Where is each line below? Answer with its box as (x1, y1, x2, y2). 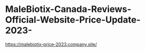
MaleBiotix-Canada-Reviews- (5, 3, 131, 15)
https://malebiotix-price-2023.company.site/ (5, 41, 97, 47)
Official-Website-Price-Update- (5, 14, 141, 25)
